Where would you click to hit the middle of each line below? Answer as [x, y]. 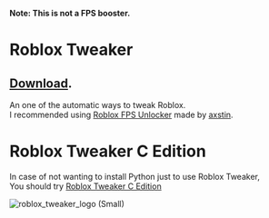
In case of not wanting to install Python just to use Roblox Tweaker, [135, 176]
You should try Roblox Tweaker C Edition [85, 186]
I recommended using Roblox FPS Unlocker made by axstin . [121, 114]
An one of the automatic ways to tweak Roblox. [98, 105]
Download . [41, 83]
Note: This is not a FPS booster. [70, 13]
